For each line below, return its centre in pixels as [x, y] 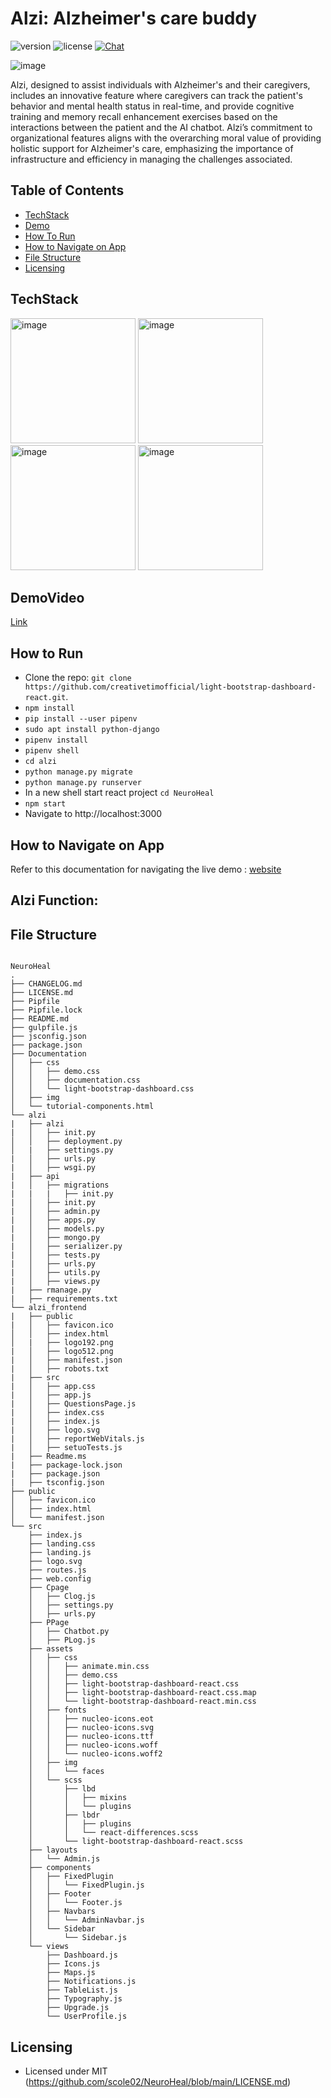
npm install [49, 708]
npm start [45, 804]
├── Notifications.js [91, 1982]
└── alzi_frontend [48, 1308]
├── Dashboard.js [82, 1955]
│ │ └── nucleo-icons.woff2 [95, 1754]
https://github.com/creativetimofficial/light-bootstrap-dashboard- [170, 687]
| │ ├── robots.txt [60, 1369]
